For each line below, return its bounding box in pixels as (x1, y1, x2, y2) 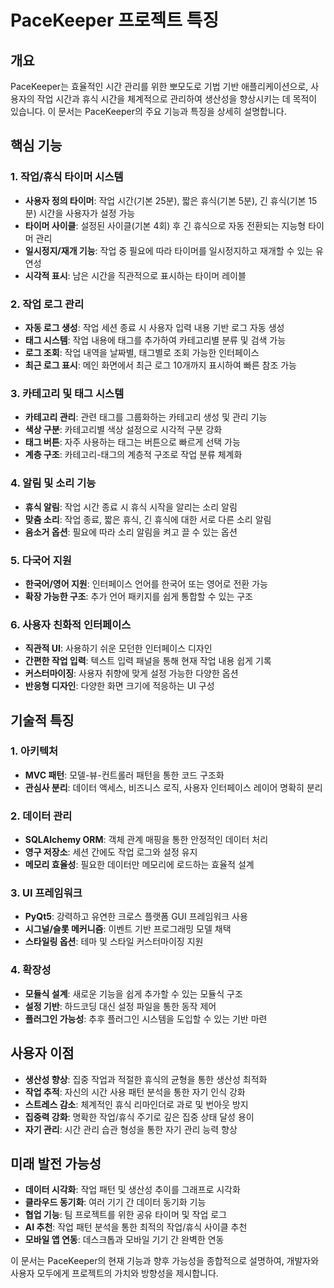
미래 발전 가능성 (10, 1155, 102, 1172)
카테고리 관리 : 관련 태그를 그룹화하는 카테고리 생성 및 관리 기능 (24, 411, 268, 423)
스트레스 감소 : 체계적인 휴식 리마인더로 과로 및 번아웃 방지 (24, 1098, 249, 1110)
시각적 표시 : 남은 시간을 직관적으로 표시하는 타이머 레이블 (24, 269, 247, 281)
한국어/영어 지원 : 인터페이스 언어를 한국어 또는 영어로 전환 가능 (24, 577, 268, 590)
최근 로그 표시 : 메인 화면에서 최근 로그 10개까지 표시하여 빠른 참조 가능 (24, 359, 297, 371)
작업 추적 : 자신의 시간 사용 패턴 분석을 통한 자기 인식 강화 (24, 1086, 246, 1098)
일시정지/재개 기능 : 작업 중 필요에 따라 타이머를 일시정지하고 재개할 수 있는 (24, 244, 314, 256)
